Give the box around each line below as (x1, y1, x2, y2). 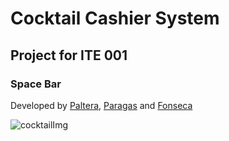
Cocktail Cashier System (10, 7, 220, 30)
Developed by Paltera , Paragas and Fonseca (10, 99, 193, 111)
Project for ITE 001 (10, 47, 128, 64)
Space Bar (10, 77, 62, 91)
